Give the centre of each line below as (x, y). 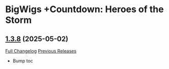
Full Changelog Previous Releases (41, 51)
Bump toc (23, 61)
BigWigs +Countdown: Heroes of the (84, 9)
